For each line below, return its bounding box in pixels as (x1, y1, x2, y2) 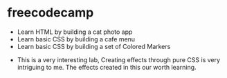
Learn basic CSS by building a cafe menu (17, 35, 136, 43)
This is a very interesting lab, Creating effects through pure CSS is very (17, 55, 220, 64)
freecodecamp (7, 5, 94, 21)
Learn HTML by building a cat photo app (17, 28, 133, 36)
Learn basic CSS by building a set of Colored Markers (17, 42, 171, 50)
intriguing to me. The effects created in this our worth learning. (17, 63, 197, 71)
